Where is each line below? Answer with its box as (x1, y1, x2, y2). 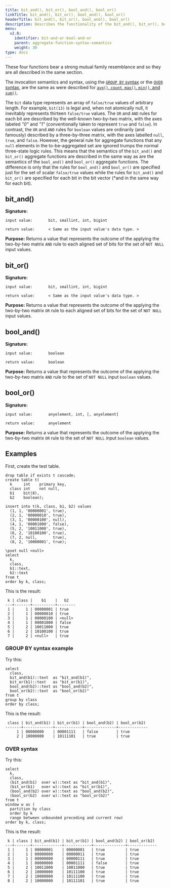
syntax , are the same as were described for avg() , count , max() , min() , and (5, 84, 160, 90)
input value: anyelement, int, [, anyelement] (5, 412, 119, 417)
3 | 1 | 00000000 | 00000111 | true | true (7, 856, 139, 861)
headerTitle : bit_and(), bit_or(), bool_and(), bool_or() (5, 17, 130, 22)
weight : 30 (14, 45, 37, 50)
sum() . (5, 90, 18, 96)
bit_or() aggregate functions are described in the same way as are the (5, 153, 154, 159)
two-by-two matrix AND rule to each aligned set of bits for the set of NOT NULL (5, 241, 164, 247)
